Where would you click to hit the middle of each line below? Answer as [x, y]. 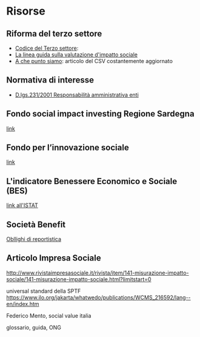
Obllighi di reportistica [34, 239]
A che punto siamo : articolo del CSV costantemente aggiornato [94, 61]
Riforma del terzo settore [54, 34]
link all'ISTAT [22, 205]
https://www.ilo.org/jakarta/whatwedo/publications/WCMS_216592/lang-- [98, 297]
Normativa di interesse [50, 80]
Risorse [26, 11]
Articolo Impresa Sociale [54, 258]
